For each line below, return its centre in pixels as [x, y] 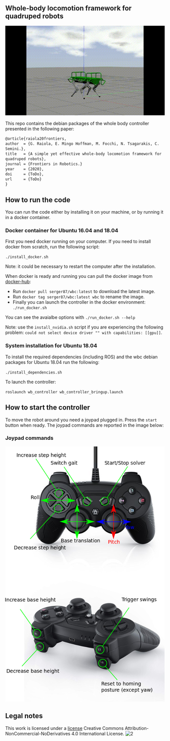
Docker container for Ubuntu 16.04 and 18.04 [62, 231]
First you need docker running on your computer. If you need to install [78, 241]
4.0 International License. [98, 733]
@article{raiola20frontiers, [36, 139]
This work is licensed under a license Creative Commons [65, 728]
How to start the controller [48, 408]
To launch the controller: [31, 382]
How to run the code [38, 200]
